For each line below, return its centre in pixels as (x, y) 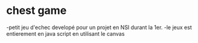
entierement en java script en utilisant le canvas (65, 33)
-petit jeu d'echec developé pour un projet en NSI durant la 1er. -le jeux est (99, 27)
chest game (37, 11)
